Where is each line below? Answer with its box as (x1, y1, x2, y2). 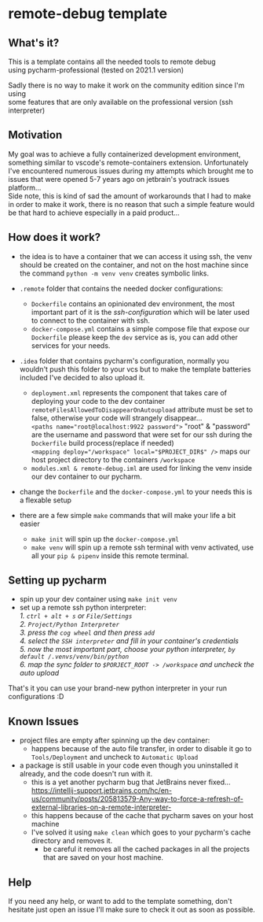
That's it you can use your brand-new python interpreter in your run (8, 683, 228, 693)
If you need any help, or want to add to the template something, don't (8, 897, 232, 906)
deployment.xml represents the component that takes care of (31, 387, 228, 398)
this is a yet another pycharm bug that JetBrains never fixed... (31, 777, 231, 787)
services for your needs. (31, 340, 111, 350)
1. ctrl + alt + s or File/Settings (19, 611, 133, 620)
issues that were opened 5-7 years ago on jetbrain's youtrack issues (8, 174, 230, 183)
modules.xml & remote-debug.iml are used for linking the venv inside (31, 463, 253, 472)
